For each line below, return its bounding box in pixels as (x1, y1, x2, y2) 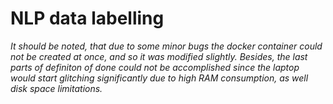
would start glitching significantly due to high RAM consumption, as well (10, 72, 309, 84)
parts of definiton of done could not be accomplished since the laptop (10, 61, 300, 73)
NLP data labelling (10, 7, 165, 30)
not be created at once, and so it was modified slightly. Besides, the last (10, 50, 308, 62)
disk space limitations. (10, 82, 103, 94)
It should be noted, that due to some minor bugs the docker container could (10, 40, 323, 52)
